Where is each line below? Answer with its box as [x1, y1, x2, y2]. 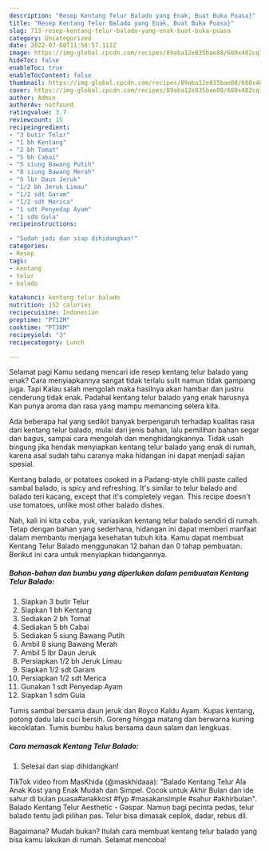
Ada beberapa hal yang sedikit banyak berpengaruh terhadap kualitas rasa [9, 417, 255, 427]
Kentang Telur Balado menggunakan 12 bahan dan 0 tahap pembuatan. [9, 541, 243, 551]
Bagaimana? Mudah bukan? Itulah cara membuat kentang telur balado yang [9, 826, 258, 837]
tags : [9, 257, 27, 265]
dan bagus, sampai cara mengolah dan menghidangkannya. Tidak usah [9, 434, 244, 444]
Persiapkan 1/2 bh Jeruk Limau [20, 656, 123, 666]
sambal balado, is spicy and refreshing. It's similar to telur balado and [9, 484, 238, 493]
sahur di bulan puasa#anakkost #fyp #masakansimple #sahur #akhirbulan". [9, 794, 258, 804]
